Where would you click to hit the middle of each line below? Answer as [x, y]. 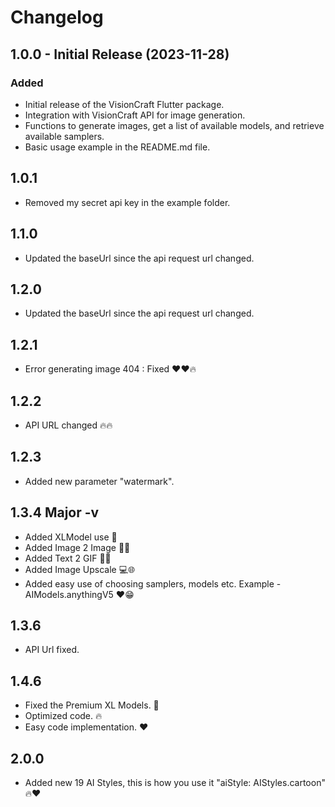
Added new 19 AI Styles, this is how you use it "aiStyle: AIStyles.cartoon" [175, 782]
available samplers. [64, 136]
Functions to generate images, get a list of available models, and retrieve [174, 125]
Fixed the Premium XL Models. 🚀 [92, 705]
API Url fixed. [52, 650]
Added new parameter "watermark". [99, 481]
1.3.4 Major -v [55, 512]
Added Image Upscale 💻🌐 [80, 569]
